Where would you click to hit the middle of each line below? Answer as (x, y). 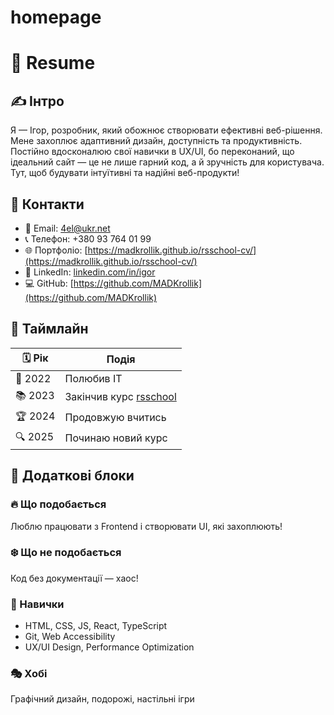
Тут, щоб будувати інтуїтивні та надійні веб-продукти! (125, 173)
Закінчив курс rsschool (120, 397)
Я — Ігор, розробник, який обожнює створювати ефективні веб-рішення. (166, 130)
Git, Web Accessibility (70, 637)
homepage (56, 17)
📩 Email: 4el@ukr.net (67, 228)
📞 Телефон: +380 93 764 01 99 (88, 239)
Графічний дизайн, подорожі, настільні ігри (102, 699)
